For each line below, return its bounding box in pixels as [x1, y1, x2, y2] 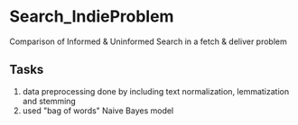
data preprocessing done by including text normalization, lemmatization [22, 85, 290, 96]
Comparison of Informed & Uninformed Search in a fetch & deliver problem [9, 36, 287, 47]
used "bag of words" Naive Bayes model [22, 105, 174, 116]
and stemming [22, 95, 77, 106]
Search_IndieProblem [9, 6, 174, 27]
